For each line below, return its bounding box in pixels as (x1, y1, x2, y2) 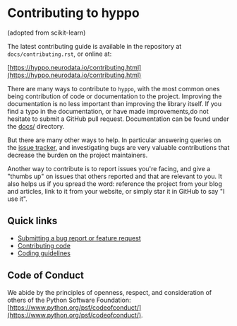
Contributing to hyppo (7, 5, 140, 21)
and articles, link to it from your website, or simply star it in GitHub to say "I (7, 187, 225, 195)
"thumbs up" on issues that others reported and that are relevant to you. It (7, 172, 222, 180)
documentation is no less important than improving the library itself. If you (7, 99, 222, 107)
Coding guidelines (17, 249, 71, 257)
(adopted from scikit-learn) (7, 28, 86, 37)
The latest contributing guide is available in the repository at (7, 42, 182, 50)
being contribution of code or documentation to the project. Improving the (7, 92, 222, 100)
